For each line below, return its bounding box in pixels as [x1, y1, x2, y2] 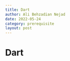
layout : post [5, 26, 32, 31]
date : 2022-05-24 [5, 16, 41, 21]
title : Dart [5, 7, 30, 12]
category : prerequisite [5, 21, 55, 26]
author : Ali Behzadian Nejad [5, 12, 66, 17]
